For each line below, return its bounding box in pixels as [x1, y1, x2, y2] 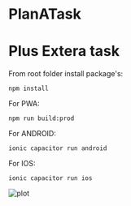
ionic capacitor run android [8, 144, 107, 152]
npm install [8, 84, 49, 93]
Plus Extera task [8, 42, 120, 61]
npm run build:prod [8, 114, 75, 122]
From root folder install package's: [8, 69, 124, 79]
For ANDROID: [8, 129, 57, 139]
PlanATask [8, 5, 81, 24]
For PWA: [8, 99, 40, 109]
